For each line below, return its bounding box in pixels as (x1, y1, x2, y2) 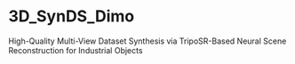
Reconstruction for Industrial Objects (8, 44, 143, 55)
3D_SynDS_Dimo (8, 6, 135, 27)
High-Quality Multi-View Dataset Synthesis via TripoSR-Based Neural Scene (8, 36, 287, 46)
